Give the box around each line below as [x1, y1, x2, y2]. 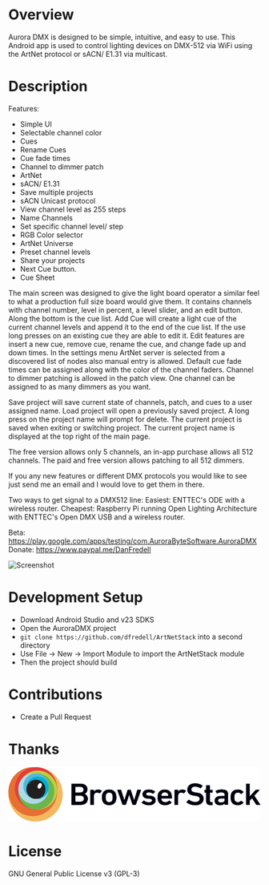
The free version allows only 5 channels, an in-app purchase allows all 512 [8, 447, 254, 456]
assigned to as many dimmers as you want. [8, 382, 151, 391]
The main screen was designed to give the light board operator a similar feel [8, 288, 260, 297]
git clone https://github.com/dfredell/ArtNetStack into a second [19, 632, 243, 641]
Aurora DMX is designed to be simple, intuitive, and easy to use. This [8, 32, 236, 42]
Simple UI [19, 119, 52, 129]
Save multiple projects [19, 187, 94, 197]
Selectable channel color [19, 127, 102, 137]
